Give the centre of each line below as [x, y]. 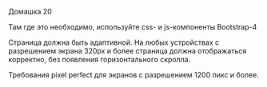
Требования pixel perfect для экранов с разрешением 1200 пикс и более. [134, 75]
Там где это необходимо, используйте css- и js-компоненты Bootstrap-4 [133, 27]
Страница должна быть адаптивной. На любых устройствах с [114, 42]
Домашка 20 [30, 12]
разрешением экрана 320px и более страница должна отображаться [128, 51]
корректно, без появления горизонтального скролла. [100, 59]
